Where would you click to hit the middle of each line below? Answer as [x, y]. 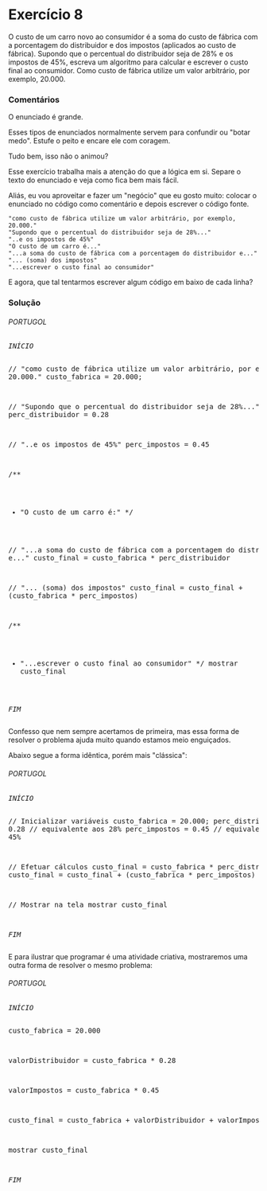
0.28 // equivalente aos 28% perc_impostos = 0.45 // [115, 829]
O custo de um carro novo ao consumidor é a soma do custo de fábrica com [133, 37]
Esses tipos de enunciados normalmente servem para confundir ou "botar [130, 132]
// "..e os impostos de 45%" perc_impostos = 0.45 [109, 445]
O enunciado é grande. [46, 117]
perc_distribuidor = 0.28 [59, 415]
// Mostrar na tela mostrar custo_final [88, 904]
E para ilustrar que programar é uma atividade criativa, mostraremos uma [128, 956]
